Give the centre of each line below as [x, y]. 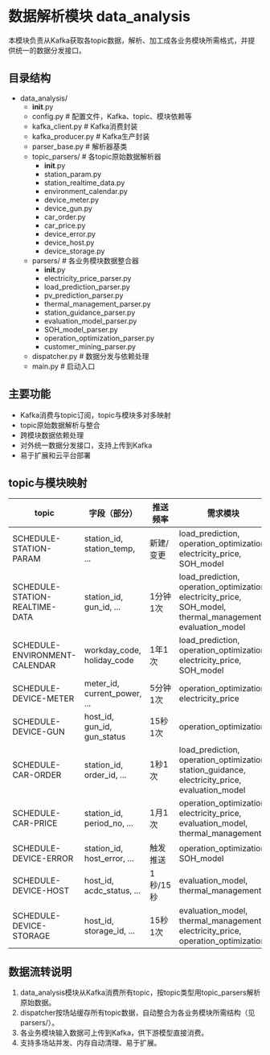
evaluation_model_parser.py [90, 321]
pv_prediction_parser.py [84, 295]
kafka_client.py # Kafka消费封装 [85, 126]
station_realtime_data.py [84, 183]
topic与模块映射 [48, 482]
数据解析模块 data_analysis [100, 16]
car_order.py [65, 216]
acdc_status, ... [112, 891]
